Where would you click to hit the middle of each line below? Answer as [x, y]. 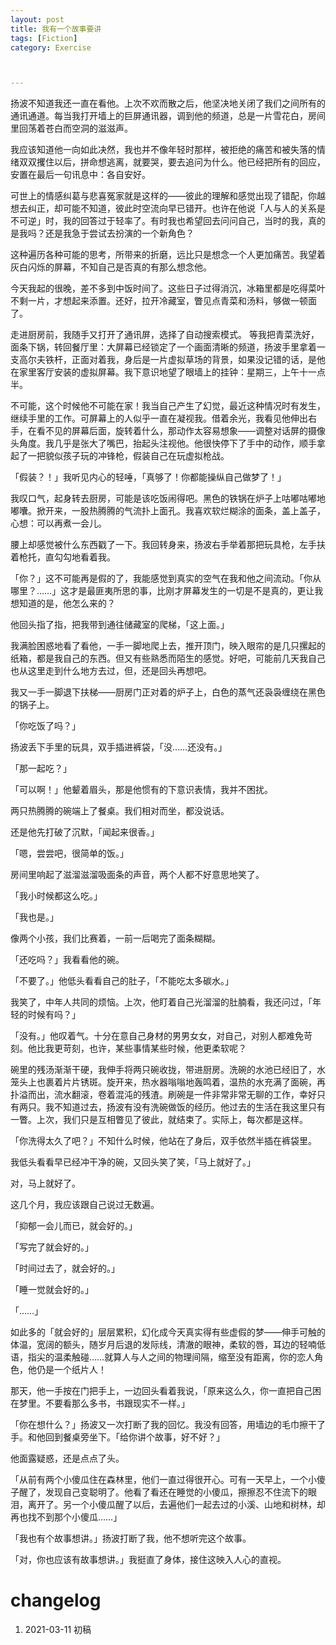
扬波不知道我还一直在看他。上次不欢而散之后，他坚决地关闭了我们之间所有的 [168, 103]
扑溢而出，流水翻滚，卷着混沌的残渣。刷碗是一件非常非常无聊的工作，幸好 [163, 1095]
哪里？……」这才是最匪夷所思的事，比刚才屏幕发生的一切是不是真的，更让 [162, 591]
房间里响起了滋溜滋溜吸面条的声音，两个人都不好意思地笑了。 [137, 875]
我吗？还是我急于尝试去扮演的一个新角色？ [106, 233]
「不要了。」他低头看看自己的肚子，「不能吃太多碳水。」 [122, 981]
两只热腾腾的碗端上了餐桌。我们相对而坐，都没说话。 [120, 811]
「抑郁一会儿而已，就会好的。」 [74, 1226]
